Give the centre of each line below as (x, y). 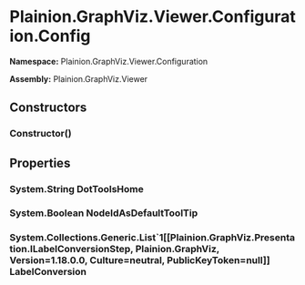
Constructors (48, 108)
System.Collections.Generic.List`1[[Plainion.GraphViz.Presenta (152, 238)
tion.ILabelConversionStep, (71, 249)
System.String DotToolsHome (76, 188)
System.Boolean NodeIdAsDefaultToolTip (104, 213)
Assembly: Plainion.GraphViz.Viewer (79, 78)
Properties (40, 163)
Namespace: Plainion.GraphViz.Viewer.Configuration (109, 61)
